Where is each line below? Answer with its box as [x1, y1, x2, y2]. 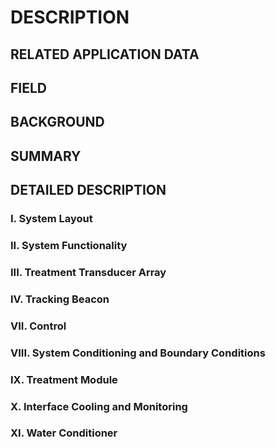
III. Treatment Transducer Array [10, 265, 167, 279]
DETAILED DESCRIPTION [10, 182, 167, 199]
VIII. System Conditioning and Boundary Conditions [10, 346, 266, 360]
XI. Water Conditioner [10, 426, 118, 440]
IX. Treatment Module [10, 372, 118, 386]
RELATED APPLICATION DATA [10, 46, 200, 63]
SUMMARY [10, 147, 82, 165]
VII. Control [10, 319, 67, 333]
